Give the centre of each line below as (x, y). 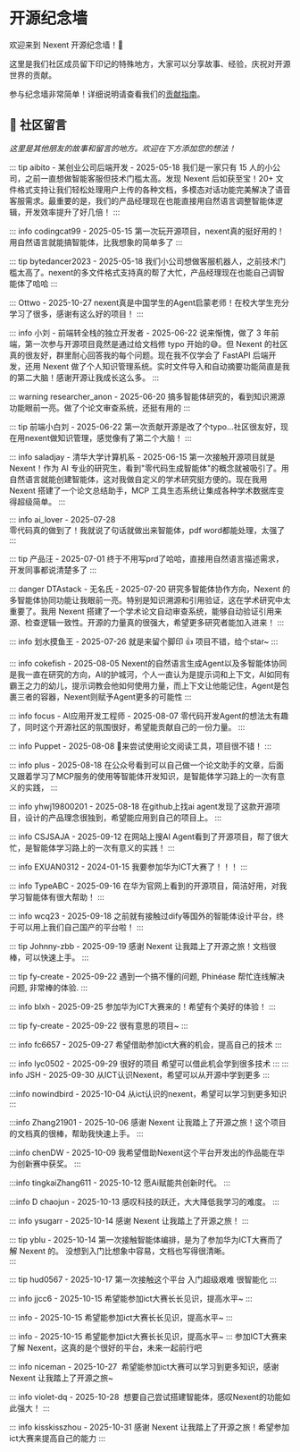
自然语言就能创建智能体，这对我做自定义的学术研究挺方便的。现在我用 (138, 479)
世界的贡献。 (33, 75)
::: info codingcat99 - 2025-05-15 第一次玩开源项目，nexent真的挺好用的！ (147, 231)
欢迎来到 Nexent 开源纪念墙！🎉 (66, 45)
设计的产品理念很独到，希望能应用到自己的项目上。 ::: (123, 817)
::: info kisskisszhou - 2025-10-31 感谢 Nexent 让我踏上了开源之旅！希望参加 (150, 1427)
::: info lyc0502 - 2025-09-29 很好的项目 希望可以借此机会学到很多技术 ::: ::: (149, 1063)
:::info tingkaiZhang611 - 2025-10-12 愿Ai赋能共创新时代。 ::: (120, 1183)
